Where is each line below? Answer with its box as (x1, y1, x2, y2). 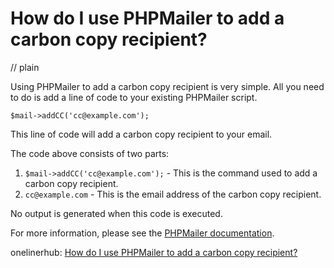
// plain (10, 61, 40, 73)
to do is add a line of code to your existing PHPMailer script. (10, 91, 258, 103)
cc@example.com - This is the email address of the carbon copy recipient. (24, 188, 322, 200)
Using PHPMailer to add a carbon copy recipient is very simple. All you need (10, 80, 325, 92)
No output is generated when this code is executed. (10, 207, 223, 219)
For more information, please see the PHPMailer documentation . (10, 227, 275, 239)
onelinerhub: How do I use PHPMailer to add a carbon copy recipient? (10, 246, 298, 258)
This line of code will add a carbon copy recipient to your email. (10, 128, 273, 140)
